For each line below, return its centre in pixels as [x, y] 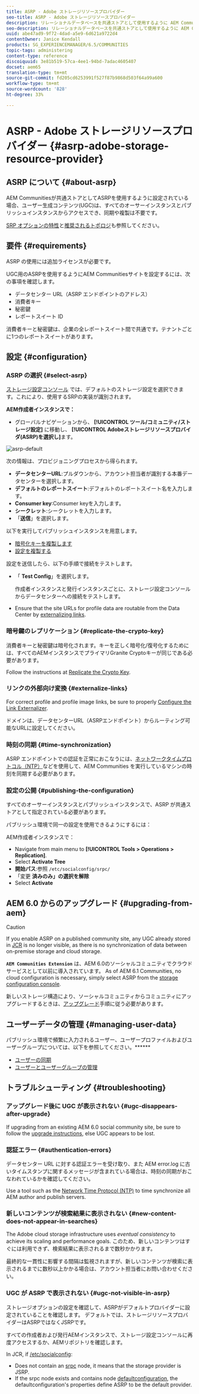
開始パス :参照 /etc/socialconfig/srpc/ [62, 869]
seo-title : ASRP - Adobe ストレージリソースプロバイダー [71, 17]
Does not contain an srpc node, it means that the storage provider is [98, 1365]
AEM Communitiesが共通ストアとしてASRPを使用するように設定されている [97, 197]
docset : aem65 [24, 67]
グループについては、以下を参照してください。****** [86, 1047]
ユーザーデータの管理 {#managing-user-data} [91, 1024]
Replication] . [31, 855]
